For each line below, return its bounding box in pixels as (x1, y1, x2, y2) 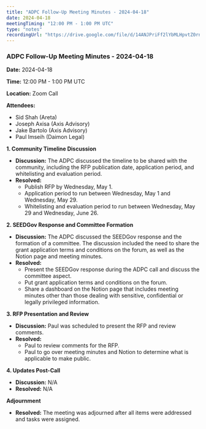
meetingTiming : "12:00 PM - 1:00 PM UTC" (6, 20, 114, 26)
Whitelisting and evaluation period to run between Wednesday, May (24, 203, 196, 210)
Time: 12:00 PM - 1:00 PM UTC (6, 78, 85, 85)
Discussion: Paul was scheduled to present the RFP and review (15, 322, 176, 329)
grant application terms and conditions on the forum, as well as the (15, 246, 185, 254)
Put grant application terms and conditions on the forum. (24, 279, 167, 286)
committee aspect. (24, 272, 72, 280)
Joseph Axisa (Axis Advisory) (15, 120, 90, 128)
